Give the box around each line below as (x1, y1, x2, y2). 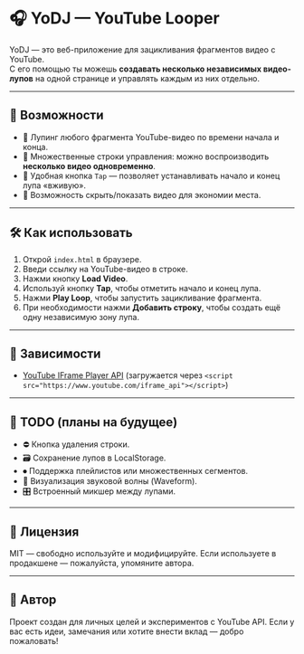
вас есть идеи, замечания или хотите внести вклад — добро (9, 626, 244, 637)
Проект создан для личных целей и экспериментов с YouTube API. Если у (9, 616, 295, 627)
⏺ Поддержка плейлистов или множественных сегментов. (22, 466, 249, 477)
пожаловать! (9, 635, 59, 646)
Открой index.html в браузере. (22, 253, 142, 264)
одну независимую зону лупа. (22, 311, 140, 322)
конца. (22, 141, 48, 152)
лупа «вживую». (22, 179, 86, 191)
